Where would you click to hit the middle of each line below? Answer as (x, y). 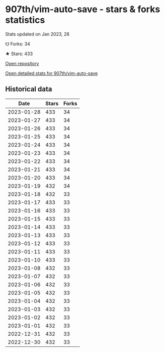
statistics (25, 20)
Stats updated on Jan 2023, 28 (37, 34)
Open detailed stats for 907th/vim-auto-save (52, 73)
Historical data (29, 89)
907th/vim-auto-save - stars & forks (83, 9)
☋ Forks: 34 (18, 43)
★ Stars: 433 (19, 54)
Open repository (22, 63)
